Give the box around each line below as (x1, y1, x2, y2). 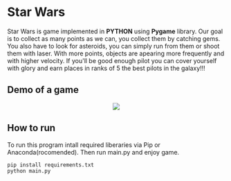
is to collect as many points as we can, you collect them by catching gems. (7, 34, 221, 42)
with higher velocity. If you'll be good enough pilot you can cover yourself (7, 56, 217, 64)
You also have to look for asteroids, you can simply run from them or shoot (7, 42, 220, 50)
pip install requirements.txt (7, 161, 95, 169)
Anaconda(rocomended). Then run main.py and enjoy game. (7, 148, 180, 156)
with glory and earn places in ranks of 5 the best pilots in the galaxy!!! (7, 64, 205, 72)
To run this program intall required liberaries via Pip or (7, 140, 161, 149)
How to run (7, 122, 56, 134)
